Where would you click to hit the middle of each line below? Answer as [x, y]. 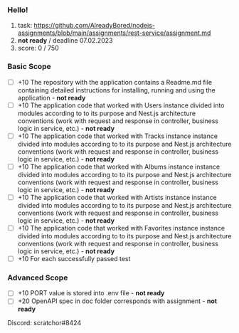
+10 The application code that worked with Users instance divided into [121, 105]
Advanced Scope [38, 277]
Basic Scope [29, 67]
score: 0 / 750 [38, 48]
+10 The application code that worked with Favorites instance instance [121, 228]
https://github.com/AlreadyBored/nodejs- [94, 26]
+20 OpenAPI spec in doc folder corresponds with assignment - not [117, 301]
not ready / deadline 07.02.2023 [65, 41]
